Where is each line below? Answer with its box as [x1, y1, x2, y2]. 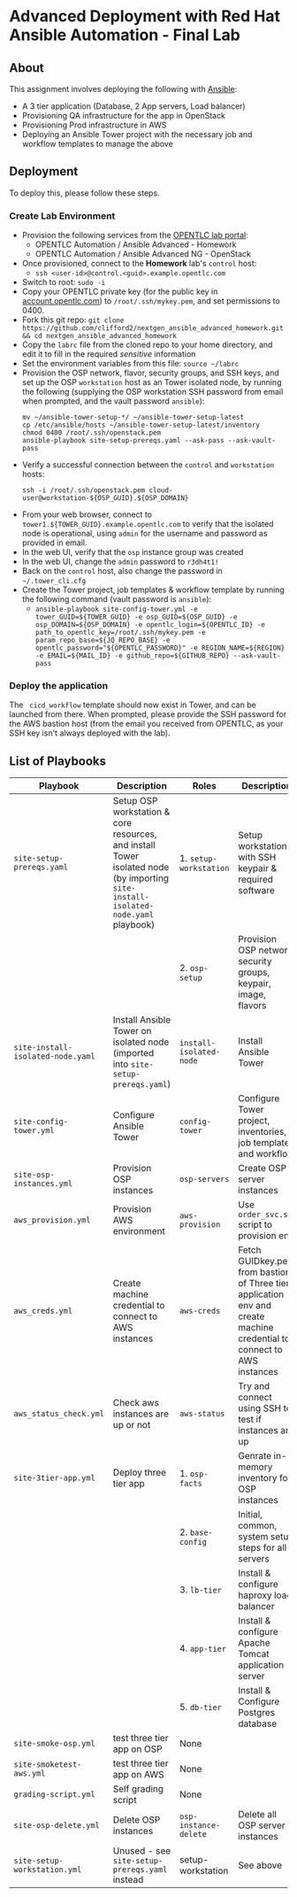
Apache [238, 1637, 271, 1649]
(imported [112, 1047, 155, 1060]
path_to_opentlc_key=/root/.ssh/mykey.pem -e [34, 628, 206, 637]
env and [238, 1299, 272, 1312]
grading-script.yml [13, 1790, 95, 1800]
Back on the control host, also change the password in [21, 566, 223, 576]
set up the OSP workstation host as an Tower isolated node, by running [21, 377, 282, 388]
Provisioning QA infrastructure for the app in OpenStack [21, 111, 225, 120]
